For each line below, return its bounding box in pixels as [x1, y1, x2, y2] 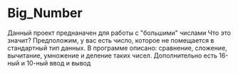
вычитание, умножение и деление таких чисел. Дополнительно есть [7, 51, 218, 60]
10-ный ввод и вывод [26, 58, 91, 67]
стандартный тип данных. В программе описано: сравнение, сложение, [7, 43, 228, 52]
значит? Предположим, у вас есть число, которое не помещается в [7, 36, 214, 44]
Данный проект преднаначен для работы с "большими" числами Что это [7, 28, 232, 37]
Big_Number [7, 5, 83, 21]
